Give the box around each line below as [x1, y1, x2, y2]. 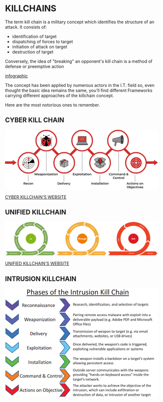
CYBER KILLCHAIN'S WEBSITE [5, 194, 67, 200]
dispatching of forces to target [12, 38, 73, 44]
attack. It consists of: [5, 24, 47, 30]
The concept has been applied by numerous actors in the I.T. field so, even [5, 82, 155, 88]
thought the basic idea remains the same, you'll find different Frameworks [5, 87, 153, 93]
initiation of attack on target [12, 44, 67, 49]
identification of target [12, 33, 57, 39]
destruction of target [12, 49, 54, 55]
